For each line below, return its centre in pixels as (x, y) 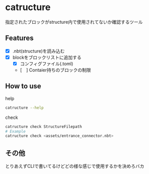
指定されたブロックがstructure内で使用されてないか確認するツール (74, 22)
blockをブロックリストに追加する (47, 57)
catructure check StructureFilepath (44, 126)
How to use (23, 86)
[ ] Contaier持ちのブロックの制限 (55, 70)
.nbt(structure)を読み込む (39, 51)
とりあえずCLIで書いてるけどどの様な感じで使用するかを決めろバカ (75, 166)
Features (19, 38)
